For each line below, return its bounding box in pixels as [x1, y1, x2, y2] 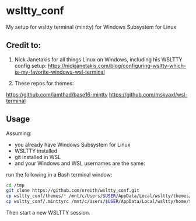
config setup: [14, 62, 47, 69]
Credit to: [6, 40, 41, 50]
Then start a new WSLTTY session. [6, 209, 90, 216]
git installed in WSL [14, 153, 61, 160]
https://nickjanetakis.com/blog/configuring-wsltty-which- [47, 62, 187, 69]
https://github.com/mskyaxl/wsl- [108, 91, 188, 98]
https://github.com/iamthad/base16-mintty [6, 91, 108, 98]
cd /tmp [6, 182, 25, 188]
